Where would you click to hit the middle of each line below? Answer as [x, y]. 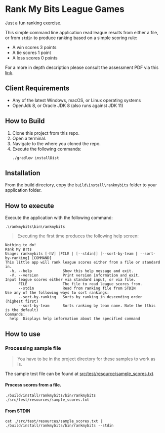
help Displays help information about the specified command [75, 319]
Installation [23, 173]
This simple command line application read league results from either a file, [82, 32]
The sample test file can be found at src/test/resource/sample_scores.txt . [80, 374]
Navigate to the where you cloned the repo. [57, 143]
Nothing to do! [21, 245]
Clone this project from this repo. [46, 133]
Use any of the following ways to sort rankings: [57, 293]
